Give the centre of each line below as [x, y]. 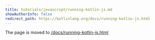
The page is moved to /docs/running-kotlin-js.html [57, 33]
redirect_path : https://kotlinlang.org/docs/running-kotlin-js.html [78, 19]
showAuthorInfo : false [29, 14]
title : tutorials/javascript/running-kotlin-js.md [59, 10]
